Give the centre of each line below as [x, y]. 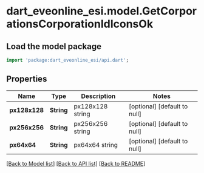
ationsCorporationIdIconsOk [80, 24]
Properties [27, 79]
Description [98, 96]
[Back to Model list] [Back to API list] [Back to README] [76, 163]
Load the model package [54, 46]
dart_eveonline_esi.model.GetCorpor [102, 11]
